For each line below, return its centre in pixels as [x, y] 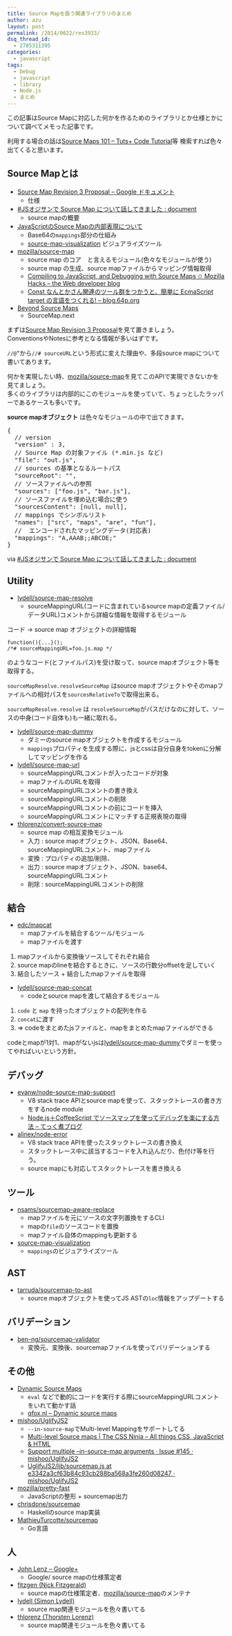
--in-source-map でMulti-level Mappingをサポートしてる [106, 1428]
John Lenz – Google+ [48, 1569]
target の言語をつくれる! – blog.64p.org [84, 300]
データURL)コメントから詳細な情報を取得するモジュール [107, 615]
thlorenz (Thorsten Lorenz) [56, 1617]
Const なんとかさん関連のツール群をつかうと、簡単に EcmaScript [120, 291]
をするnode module [55, 1109]
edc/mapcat [34, 925]
